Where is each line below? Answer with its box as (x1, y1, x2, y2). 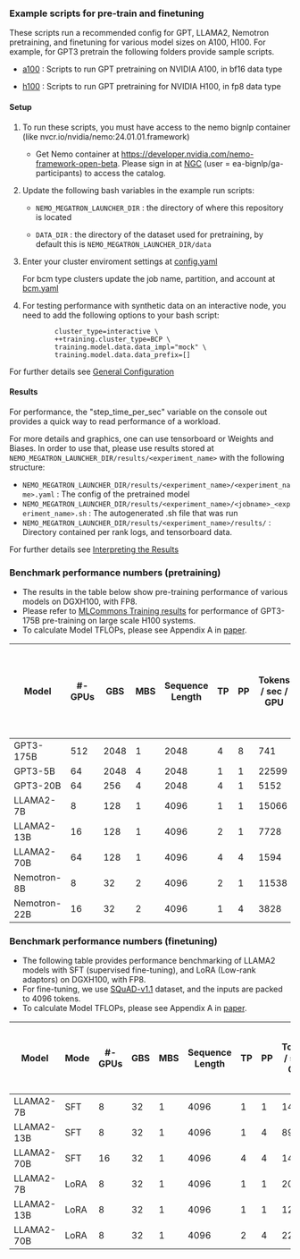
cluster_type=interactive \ (54, 327, 159, 336)
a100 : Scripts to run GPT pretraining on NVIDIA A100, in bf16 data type (21, 64, 283, 74)
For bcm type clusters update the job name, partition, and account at (21, 273, 276, 284)
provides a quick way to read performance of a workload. (9, 415, 221, 427)
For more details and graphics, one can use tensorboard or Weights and (9, 433, 274, 444)
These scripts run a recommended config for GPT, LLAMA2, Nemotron (9, 28, 270, 38)
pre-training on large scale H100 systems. (41, 616, 196, 625)
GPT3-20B (13, 779, 62, 792)
